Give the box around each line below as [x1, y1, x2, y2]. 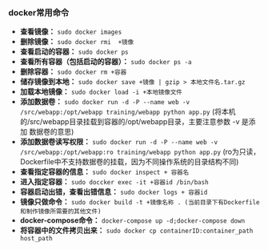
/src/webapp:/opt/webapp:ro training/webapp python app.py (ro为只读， [19, 147, 261, 157]
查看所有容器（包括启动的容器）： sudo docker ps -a [19, 57, 192, 67]
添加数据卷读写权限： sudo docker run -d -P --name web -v [19, 137, 218, 147]
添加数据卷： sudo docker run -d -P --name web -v [19, 97, 190, 107]
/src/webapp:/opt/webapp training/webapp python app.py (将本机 [19, 107, 236, 117]
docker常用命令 [8, 6, 70, 18]
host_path [19, 235, 54, 243]
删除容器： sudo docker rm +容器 [19, 67, 127, 77]
